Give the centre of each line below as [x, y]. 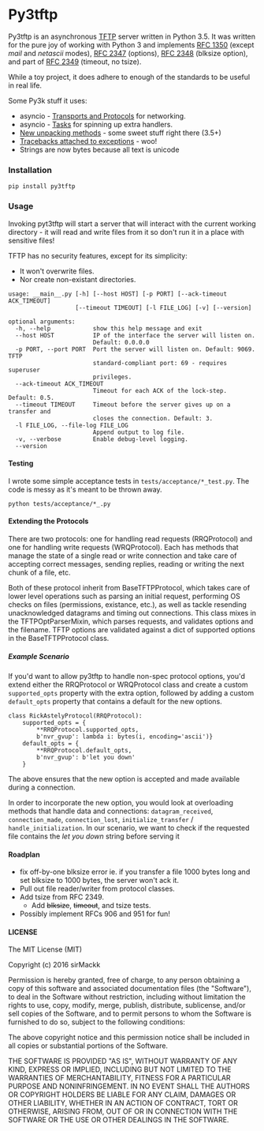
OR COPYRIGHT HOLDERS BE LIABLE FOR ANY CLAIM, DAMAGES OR [122, 1095]
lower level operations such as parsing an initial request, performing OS [124, 596]
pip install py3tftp [42, 187]
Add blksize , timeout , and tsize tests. [91, 906]
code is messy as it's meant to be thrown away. [86, 489]
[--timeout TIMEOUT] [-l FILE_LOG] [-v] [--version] [164, 307]
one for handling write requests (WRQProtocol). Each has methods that [123, 547]
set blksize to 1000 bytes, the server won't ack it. [99, 880]
